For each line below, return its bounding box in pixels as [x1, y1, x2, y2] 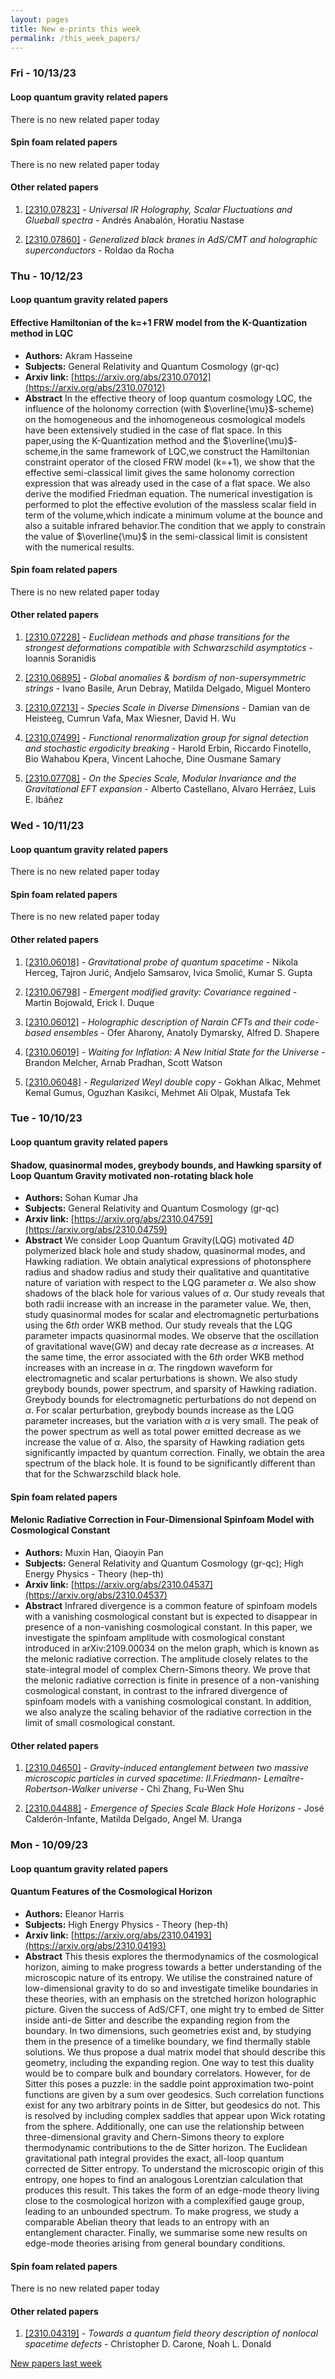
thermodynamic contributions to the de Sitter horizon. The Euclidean [24, 2142, 308, 2153]
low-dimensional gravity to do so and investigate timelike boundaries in [24, 1982, 319, 1994]
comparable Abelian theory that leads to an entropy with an [24, 2216, 270, 2228]
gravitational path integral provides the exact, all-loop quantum [24, 2152, 285, 2164]
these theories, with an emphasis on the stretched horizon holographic [24, 1993, 317, 2005]
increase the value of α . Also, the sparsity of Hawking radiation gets [24, 1436, 305, 1448]
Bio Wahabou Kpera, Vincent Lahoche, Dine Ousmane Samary [24, 753, 282, 765]
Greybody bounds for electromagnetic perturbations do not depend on [24, 1394, 317, 1406]
